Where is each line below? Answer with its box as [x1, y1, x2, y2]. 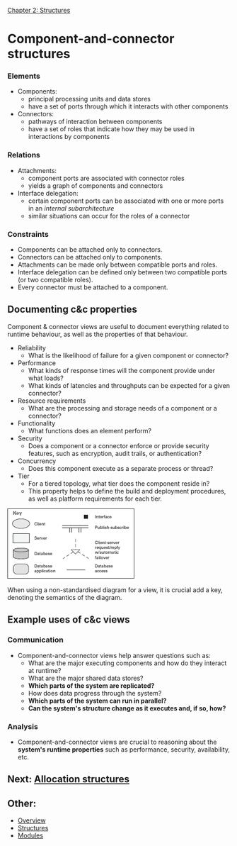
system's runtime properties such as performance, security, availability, [17, 745, 230, 754]
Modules [17, 831, 44, 840]
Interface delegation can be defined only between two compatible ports [17, 268, 228, 277]
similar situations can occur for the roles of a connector [28, 211, 190, 220]
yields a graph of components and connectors [28, 181, 163, 190]
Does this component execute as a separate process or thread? [28, 464, 214, 472]
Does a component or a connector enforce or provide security [28, 441, 210, 450]
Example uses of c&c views [7, 613, 130, 626]
